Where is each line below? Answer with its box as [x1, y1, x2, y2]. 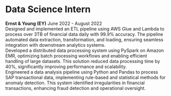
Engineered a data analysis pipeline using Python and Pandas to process [5, 69, 158, 75]
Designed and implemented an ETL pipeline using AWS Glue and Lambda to [5, 25, 165, 31]
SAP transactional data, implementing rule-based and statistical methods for [5, 74, 166, 80]
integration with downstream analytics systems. [5, 42, 106, 48]
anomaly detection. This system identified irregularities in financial [5, 80, 145, 86]
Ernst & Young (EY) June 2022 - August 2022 [5, 20, 102, 26]
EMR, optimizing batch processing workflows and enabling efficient [5, 52, 148, 59]
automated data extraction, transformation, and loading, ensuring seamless [5, 37, 163, 43]
